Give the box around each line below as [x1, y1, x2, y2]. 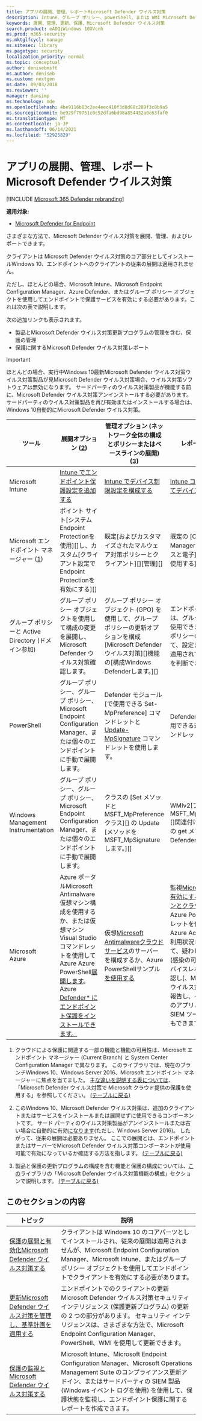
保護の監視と [9, 1364, 46, 1372]
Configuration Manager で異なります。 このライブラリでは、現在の [14, 1061, 180, 1068]
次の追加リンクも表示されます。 [6, 316, 85, 323]
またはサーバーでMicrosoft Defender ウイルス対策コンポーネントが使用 [14, 1142, 191, 1149]
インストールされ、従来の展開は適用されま [67, 1237, 188, 1245]
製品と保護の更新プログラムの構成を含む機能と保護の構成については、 [14, 1162, 189, 1170]
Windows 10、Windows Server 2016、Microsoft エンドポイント [25, 1068, 183, 1076]
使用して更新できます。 [119, 1338, 185, 1347]
